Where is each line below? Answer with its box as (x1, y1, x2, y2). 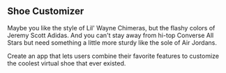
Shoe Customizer (7, 6, 84, 17)
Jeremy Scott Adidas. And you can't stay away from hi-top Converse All (7, 31, 214, 39)
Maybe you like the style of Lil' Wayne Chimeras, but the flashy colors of (7, 23, 216, 32)
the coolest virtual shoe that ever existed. (7, 59, 126, 67)
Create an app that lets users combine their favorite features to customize (7, 52, 220, 60)
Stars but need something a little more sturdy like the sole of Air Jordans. (7, 38, 218, 47)
